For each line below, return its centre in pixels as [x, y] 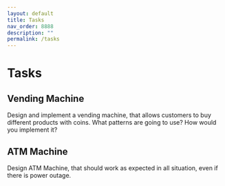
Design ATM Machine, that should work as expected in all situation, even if [112, 168]
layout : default [30, 13]
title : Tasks [26, 20]
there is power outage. [39, 175]
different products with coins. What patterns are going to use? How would [112, 123]
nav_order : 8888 [30, 26]
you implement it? [32, 130]
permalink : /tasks [33, 39]
